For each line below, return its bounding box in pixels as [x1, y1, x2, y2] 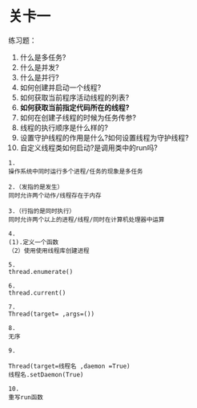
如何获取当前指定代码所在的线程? [19, 102, 130, 112]
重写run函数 [8, 393, 44, 402]
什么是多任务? [19, 52, 66, 62]
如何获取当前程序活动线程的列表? [19, 92, 130, 102]
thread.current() [8, 288, 66, 297]
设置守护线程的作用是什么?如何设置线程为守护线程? [19, 133, 190, 142]
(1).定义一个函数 [8, 238, 58, 246]
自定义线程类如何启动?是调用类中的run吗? [19, 142, 158, 153]
